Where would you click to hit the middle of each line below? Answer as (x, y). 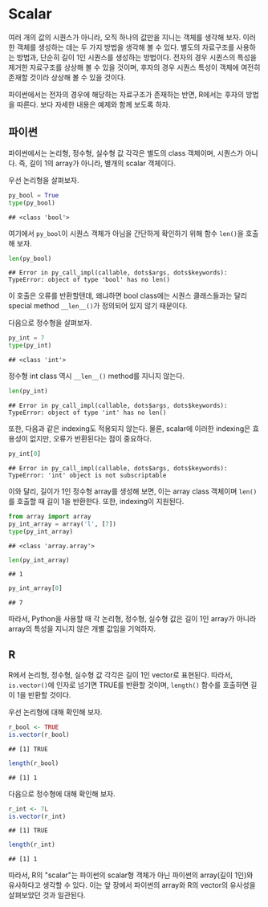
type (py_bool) (32, 203)
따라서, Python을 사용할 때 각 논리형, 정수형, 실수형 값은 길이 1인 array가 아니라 (132, 619)
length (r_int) (32, 845)
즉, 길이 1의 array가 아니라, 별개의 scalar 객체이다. (97, 163)
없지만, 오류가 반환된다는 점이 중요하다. (91, 439)
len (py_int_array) (39, 560)
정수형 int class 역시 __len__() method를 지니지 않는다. (97, 376)
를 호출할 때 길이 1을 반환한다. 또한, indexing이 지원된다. (96, 501)
